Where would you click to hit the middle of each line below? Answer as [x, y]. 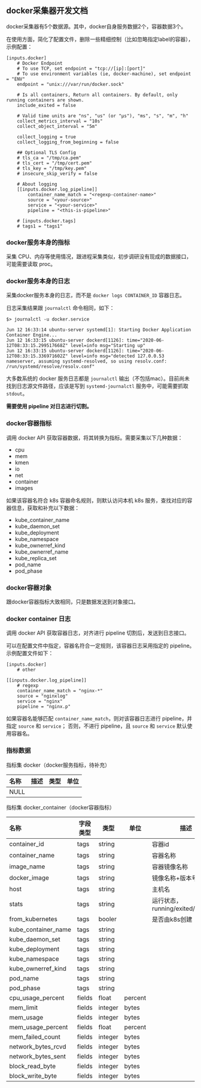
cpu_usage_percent [37, 997]
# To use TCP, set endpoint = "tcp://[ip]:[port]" [81, 68]
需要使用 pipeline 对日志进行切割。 [49, 406]
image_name [27, 866]
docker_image [29, 877]
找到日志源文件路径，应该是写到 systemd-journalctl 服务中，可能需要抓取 [97, 386]
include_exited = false [47, 105]
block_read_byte [32, 1066]
